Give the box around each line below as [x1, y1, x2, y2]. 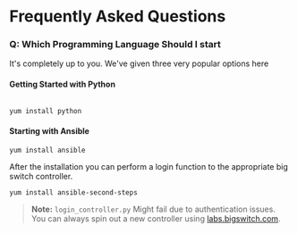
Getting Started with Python [9, 79, 116, 90]
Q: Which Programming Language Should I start [9, 38, 221, 51]
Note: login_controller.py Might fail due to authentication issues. [30, 204, 276, 214]
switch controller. [9, 171, 73, 181]
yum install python [9, 106, 82, 115]
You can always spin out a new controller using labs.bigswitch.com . [30, 212, 281, 224]
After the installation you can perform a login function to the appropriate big [9, 161, 288, 171]
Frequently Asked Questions [9, 6, 226, 27]
